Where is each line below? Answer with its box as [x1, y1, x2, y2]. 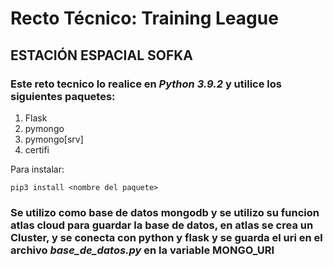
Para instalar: [10, 163, 65, 175]
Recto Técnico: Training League [10, 7, 279, 30]
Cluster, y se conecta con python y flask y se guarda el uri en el [10, 230, 323, 244]
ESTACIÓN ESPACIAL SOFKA [10, 47, 194, 64]
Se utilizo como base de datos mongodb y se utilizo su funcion [10, 205, 320, 219]
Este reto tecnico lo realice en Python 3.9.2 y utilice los [10, 77, 282, 91]
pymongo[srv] [24, 133, 84, 145]
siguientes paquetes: [10, 89, 116, 103]
